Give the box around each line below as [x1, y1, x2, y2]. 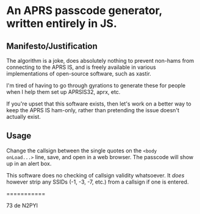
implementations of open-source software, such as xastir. [6, 70, 151, 77]
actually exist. [6, 113, 41, 120]
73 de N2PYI [6, 202, 38, 209]
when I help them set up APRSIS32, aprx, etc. [6, 88, 121, 95]
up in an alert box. [6, 160, 52, 167]
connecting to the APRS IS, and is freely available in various [6, 63, 157, 71]
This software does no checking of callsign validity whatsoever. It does [6, 171, 185, 179]
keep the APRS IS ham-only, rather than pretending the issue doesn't [6, 107, 180, 113]
